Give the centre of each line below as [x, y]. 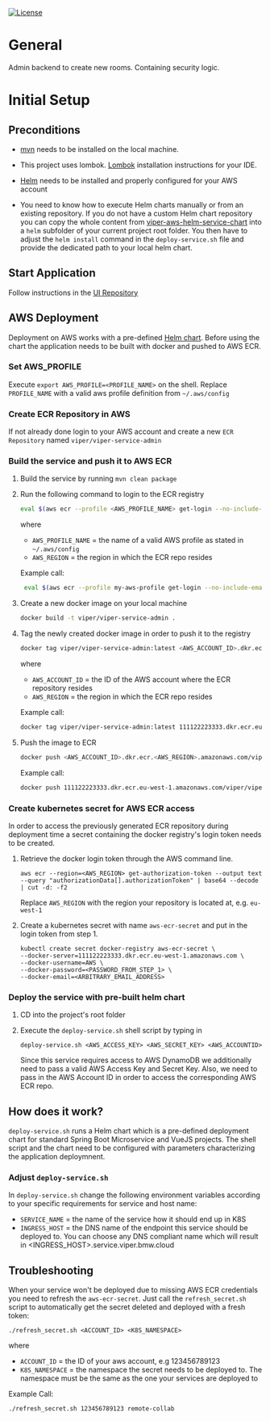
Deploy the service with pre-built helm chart [97, 997]
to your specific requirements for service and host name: [103, 1204]
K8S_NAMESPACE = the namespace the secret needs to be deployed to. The [141, 1370]
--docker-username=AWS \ [62, 963]
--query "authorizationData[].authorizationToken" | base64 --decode [139, 881]
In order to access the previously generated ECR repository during [118, 826]
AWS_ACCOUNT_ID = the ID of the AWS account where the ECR [131, 679]
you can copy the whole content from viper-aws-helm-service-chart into [141, 221]
